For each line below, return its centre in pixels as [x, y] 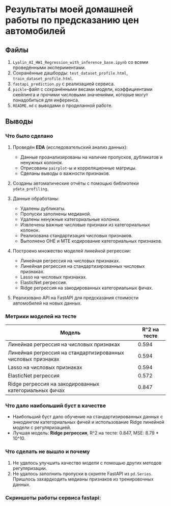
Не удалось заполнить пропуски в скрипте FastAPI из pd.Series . [82, 473]
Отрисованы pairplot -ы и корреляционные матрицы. [78, 168]
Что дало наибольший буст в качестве [56, 406]
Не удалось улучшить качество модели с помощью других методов [87, 463]
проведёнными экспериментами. [49, 68]
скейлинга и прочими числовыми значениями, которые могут [80, 95]
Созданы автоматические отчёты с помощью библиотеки [76, 183]
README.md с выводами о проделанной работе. [63, 105]
